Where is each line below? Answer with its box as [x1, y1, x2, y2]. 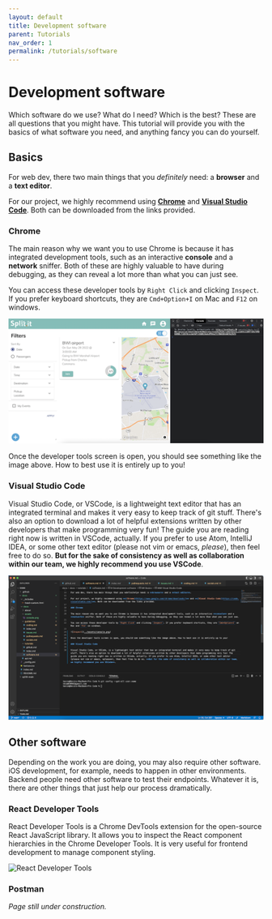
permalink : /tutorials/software [8, 47, 117, 56]
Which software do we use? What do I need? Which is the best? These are [8, 110, 257, 120]
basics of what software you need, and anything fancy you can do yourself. [8, 127, 260, 137]
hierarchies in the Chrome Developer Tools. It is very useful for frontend [8, 839, 249, 848]
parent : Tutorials [8, 30, 70, 38]
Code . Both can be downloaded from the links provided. [8, 205, 196, 215]
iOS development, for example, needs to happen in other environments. [8, 766, 247, 776]
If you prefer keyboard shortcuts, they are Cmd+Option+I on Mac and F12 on [8, 294, 257, 304]
